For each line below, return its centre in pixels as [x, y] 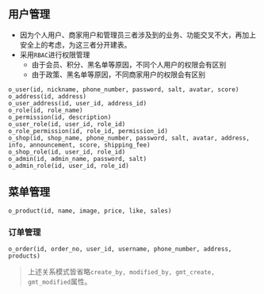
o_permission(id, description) [60, 117]
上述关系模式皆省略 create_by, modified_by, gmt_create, [121, 271]
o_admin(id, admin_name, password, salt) [78, 158]
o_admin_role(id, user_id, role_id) [69, 166]
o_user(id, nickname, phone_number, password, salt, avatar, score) [124, 90]
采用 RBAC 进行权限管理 [55, 55]
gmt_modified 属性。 [59, 281]
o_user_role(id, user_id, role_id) [67, 124]
